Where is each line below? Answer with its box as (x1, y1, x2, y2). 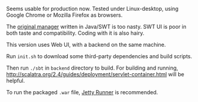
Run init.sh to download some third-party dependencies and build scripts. (6, 53, 193, 59)
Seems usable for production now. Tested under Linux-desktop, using (6, 5, 179, 12)
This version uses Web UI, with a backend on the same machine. (6, 41, 166, 48)
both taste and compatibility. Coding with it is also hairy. (6, 29, 145, 37)
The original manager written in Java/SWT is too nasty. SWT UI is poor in (6, 23, 187, 30)
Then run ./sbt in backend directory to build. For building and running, (6, 64, 178, 71)
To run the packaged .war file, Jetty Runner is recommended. (6, 89, 158, 95)
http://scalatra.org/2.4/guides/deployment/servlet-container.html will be (6, 71, 185, 77)
